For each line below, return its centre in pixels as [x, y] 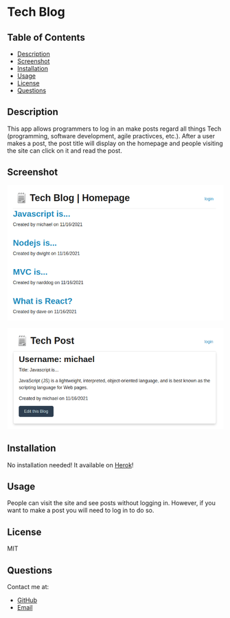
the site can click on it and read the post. [65, 150]
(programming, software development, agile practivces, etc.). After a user [111, 136]
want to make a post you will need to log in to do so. [81, 511]
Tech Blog [36, 12]
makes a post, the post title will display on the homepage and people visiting [115, 143]
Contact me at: [28, 586]
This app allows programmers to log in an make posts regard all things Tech [114, 129]
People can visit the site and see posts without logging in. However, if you [112, 503]
